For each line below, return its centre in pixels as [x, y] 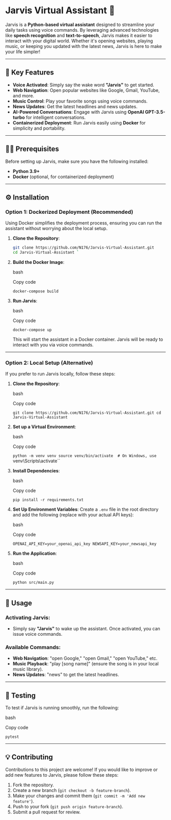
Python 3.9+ [26, 171]
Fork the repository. [33, 785]
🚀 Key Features [30, 73]
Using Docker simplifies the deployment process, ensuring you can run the [84, 223]
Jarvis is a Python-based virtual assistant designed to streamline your [80, 24]
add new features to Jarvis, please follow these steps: [62, 775]
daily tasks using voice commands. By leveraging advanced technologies [82, 30]
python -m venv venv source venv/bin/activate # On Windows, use [84, 456]
